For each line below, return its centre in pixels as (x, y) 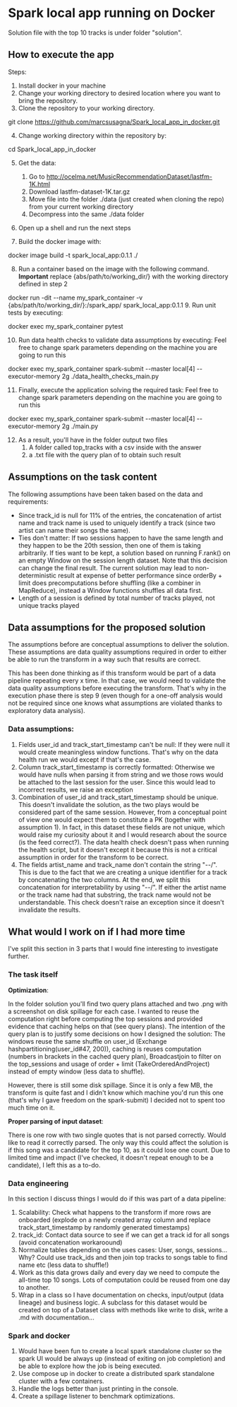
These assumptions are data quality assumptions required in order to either (117, 652)
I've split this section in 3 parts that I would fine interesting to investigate (113, 949)
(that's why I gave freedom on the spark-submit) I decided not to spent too (116, 1100)
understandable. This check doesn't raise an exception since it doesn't (121, 902)
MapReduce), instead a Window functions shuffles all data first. (110, 590)
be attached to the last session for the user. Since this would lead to (117, 782)
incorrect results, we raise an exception (75, 789)
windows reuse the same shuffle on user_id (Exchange (87, 1041)
